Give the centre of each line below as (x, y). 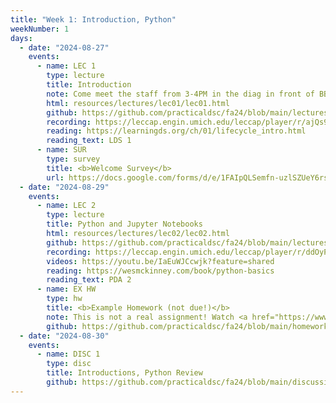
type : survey (73, 159)
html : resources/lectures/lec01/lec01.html (138, 103)
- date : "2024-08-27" (64, 47)
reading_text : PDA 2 (89, 280)
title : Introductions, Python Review (124, 373)
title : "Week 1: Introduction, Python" (93, 19)
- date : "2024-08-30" (64, 336)
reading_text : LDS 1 (89, 141)
